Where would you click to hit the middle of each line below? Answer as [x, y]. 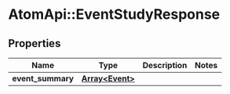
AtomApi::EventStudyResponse [114, 14]
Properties [35, 43]
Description [165, 65]
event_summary [43, 78]
